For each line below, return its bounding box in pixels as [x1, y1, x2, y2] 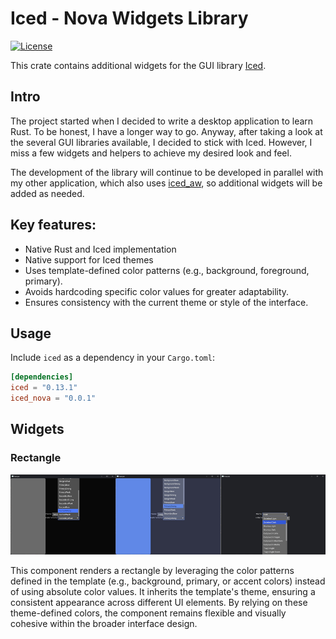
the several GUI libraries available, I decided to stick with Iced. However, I [10, 136, 313, 148]
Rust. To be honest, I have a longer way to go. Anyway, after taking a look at [10, 125, 323, 137]
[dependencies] [10, 372, 74, 382]
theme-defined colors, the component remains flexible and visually [10, 607, 287, 619]
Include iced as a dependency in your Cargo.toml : [10, 352, 215, 364]
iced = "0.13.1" [10, 383, 78, 393]
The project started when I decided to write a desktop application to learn [10, 115, 314, 127]
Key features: [10, 217, 97, 234]
